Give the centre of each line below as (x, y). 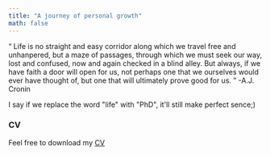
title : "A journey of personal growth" (75, 16)
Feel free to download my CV (57, 142)
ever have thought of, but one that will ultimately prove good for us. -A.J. (131, 80)
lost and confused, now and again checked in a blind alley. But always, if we (135, 63)
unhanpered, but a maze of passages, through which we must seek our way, (135, 55)
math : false (28, 23)
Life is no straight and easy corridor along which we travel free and (125, 46)
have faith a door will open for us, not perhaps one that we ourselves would (134, 71)
